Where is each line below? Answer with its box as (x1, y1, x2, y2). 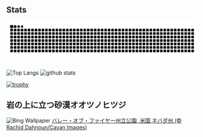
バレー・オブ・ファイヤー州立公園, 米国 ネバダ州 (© (51, 117, 182, 124)
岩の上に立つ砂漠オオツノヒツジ (6, 99, 126, 110)
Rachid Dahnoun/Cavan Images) (6, 124, 88, 131)
